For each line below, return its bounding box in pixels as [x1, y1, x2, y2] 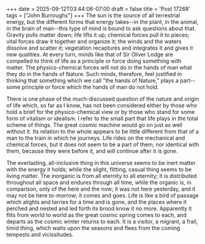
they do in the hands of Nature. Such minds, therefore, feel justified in [6, 71, 182, 77]
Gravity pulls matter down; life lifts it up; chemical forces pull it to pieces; [6, 31, 190, 39]
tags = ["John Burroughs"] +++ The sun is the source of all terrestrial [6, 12, 181, 19]
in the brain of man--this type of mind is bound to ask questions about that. [6, 25, 196, 32]
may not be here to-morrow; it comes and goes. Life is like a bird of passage [6, 192, 199, 199]
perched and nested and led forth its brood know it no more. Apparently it [6, 205, 192, 212]
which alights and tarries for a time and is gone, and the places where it [6, 199, 187, 205]
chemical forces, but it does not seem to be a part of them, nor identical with [6, 141, 199, 148]
